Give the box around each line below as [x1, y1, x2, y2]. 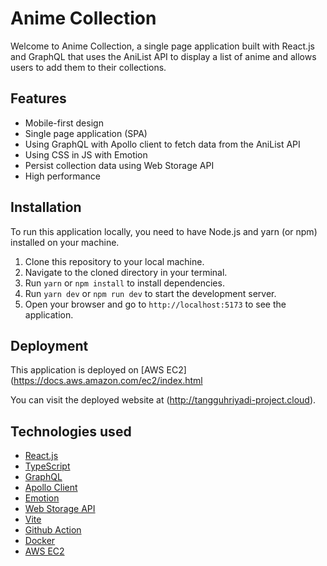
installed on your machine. [10, 236, 120, 248]
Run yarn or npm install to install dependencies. [24, 277, 225, 289]
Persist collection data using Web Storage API [24, 159, 215, 171]
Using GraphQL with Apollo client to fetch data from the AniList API [24, 138, 301, 150]
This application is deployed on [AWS [10, 364, 165, 376]
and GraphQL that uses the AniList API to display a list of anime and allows [10, 50, 317, 62]
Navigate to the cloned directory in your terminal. [24, 266, 228, 278]
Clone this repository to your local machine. [24, 255, 205, 267]
